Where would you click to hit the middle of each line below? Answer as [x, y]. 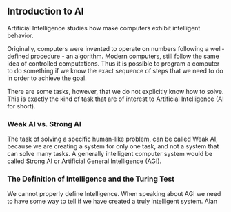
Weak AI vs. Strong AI [44, 124]
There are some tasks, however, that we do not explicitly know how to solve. [115, 91]
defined [18, 56]
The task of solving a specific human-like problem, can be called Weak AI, [113, 139]
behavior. [20, 35]
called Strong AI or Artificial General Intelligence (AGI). [84, 161]
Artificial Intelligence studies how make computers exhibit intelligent [104, 28]
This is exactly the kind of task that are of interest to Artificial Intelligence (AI [115, 99]
